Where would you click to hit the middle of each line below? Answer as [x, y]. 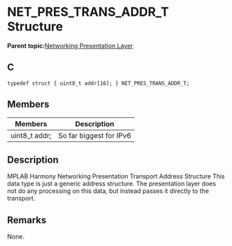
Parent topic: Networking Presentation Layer [70, 45]
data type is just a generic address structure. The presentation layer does [112, 184]
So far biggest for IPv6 [95, 135]
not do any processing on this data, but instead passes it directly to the [108, 191]
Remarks [27, 220]
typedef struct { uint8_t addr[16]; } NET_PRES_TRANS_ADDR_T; [98, 83]
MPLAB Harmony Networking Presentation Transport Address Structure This [116, 176]
